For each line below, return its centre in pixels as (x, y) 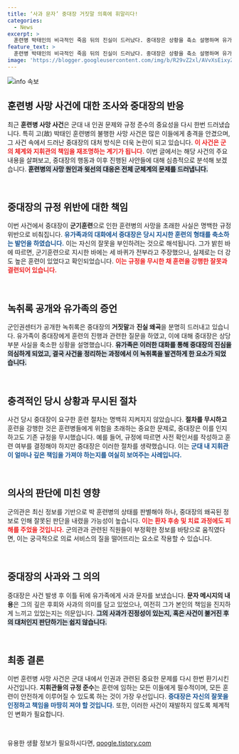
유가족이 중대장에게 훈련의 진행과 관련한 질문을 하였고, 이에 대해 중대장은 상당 (124, 336)
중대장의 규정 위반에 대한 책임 (68, 207)
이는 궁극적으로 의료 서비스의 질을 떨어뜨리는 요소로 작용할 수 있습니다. (114, 538)
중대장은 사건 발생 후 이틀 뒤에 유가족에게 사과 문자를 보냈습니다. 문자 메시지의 (115, 595)
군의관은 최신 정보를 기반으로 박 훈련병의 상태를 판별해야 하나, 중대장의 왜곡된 (115, 511)
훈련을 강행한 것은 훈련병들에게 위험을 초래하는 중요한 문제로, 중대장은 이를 (111, 428)
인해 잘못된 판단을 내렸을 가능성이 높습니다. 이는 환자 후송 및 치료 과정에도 (122, 521)
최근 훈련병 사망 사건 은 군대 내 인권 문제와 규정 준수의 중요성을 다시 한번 (107, 124)
